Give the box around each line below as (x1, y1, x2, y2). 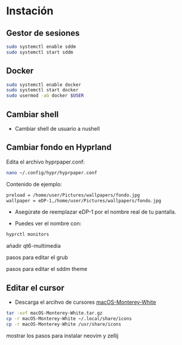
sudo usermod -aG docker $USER (6, 93, 84, 99)
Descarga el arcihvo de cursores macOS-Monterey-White (14, 298, 156, 306)
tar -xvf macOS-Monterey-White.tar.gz (6, 310, 103, 316)
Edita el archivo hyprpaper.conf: (6, 158, 85, 165)
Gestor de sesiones (6, 28, 80, 38)
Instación (6, 4, 54, 18)
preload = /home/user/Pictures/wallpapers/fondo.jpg (6, 192, 140, 198)
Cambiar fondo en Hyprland (6, 142, 112, 153)
